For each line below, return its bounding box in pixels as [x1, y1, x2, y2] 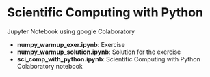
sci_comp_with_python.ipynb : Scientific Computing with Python [16, 55, 200, 63]
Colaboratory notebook [16, 62, 83, 70]
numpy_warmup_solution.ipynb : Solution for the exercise [16, 48, 181, 56]
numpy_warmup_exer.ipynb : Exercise [16, 40, 125, 48]
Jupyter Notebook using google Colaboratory [7, 27, 135, 35]
